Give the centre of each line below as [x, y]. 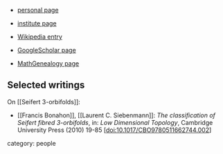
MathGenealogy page [48, 64]
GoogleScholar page [46, 50]
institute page [37, 23]
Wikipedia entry [39, 37]
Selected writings [46, 85]
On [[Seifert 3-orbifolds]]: [44, 102]
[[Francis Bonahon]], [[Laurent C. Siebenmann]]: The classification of [116, 115]
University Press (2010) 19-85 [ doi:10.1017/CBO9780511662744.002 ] [114, 130]
